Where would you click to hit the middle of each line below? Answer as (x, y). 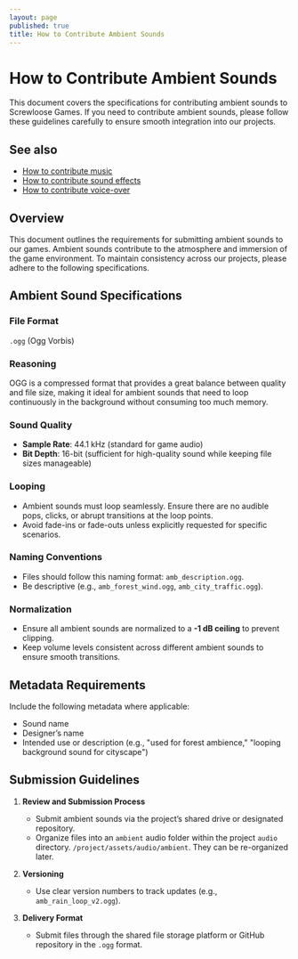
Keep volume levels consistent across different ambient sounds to (143, 647)
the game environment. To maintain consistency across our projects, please (148, 258)
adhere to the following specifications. (79, 267)
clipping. (38, 638)
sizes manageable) (56, 463)
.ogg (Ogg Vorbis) (42, 340)
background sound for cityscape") (85, 752)
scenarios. (41, 534)
